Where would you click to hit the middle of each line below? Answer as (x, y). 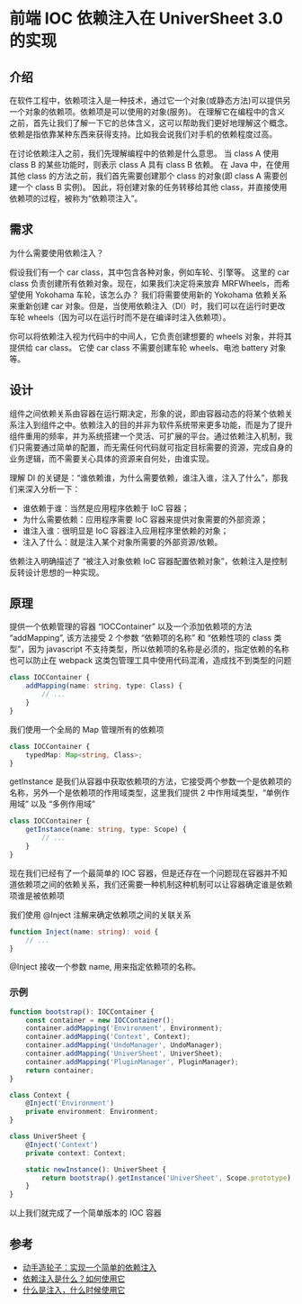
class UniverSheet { (48, 1136)
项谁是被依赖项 (37, 895)
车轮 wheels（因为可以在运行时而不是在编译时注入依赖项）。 (120, 317)
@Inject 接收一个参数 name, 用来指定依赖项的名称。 (105, 967)
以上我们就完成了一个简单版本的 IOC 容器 (85, 1213)
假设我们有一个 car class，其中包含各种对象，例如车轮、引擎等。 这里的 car (150, 272)
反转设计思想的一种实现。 (57, 572)
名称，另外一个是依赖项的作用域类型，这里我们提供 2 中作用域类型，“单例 (146, 793)
